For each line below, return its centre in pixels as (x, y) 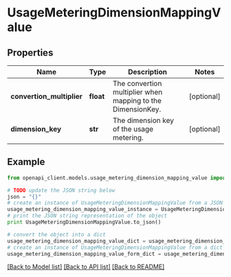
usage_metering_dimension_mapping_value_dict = (77, 241)
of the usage (133, 129)
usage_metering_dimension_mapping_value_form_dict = (84, 254)
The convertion (137, 84)
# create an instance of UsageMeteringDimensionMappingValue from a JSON (115, 203)
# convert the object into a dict (57, 234)
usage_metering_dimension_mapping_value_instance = (82, 210)
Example (26, 162)
